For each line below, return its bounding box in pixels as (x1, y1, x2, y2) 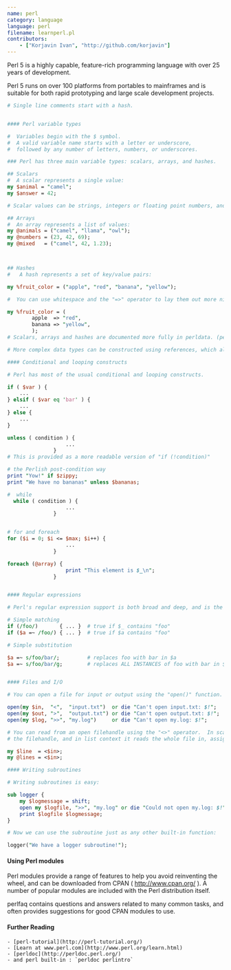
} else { (7, 409, 32, 416)
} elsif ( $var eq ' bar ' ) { (7, 396, 91, 403)
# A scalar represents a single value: (7, 177, 125, 184)
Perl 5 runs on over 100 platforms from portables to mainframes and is (7, 82, 206, 89)
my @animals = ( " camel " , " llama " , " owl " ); (7, 228, 131, 235)
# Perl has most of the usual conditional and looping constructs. (7, 371, 205, 378)
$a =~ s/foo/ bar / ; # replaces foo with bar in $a (7, 654, 177, 661)
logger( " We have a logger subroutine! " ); (7, 842, 128, 849)
